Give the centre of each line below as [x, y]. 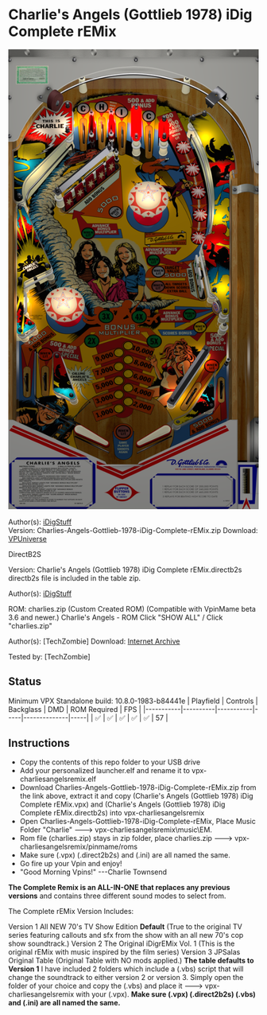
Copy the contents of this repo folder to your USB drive [110, 762]
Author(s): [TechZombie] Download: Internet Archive [94, 641]
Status [25, 682]
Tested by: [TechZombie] [49, 656]
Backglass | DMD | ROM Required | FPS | [75, 709]
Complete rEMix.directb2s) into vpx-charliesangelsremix [112, 813]
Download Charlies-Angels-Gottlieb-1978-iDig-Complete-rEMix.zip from [138, 787]
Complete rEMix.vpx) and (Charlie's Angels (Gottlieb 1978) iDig [122, 804]
